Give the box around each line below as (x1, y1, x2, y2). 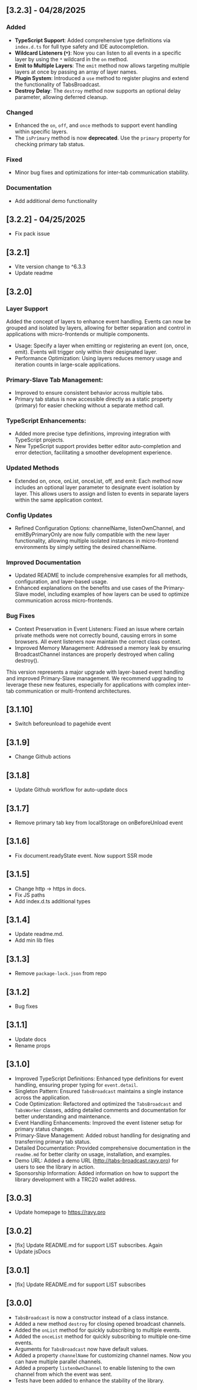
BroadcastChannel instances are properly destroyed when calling (14, 650, 175, 658)
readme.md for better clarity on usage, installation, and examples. (14, 1150, 172, 1157)
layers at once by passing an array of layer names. (14, 68, 138, 75)
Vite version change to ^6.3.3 (14, 263, 86, 270)
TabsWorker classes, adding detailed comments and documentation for (14, 1106, 186, 1113)
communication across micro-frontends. (14, 597, 114, 604)
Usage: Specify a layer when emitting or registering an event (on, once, (14, 342, 189, 349)
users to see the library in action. (14, 1163, 95, 1170)
